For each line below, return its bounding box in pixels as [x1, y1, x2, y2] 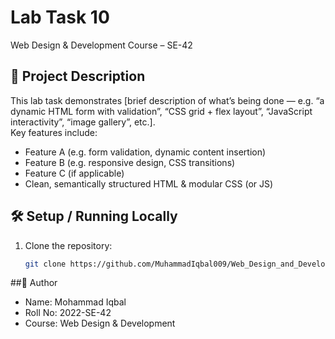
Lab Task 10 [10, 6, 110, 29]
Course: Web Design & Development [24, 317, 176, 330]
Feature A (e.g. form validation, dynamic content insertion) [24, 146, 267, 158]
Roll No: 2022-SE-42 [24, 307, 112, 319]
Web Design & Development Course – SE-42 [10, 39, 193, 51]
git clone [24, 259, 67, 269]
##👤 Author [10, 277, 58, 289]
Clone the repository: [24, 239, 113, 251]
